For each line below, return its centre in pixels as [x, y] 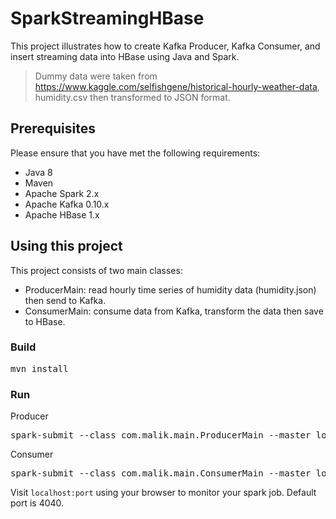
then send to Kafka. [65, 300]
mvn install [39, 368]
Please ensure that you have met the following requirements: [135, 153]
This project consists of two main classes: [96, 270]
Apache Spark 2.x [62, 193]
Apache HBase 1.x [62, 214]
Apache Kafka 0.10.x [67, 204]
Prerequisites [53, 128]
